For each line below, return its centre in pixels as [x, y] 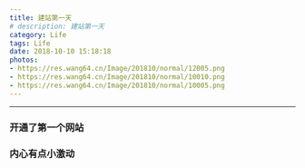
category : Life [38, 35]
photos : [24, 60]
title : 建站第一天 [41, 18]
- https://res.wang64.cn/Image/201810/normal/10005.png [117, 85]
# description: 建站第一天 [57, 26]
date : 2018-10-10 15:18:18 [60, 52]
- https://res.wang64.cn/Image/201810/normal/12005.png [117, 69]
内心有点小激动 [42, 153]
